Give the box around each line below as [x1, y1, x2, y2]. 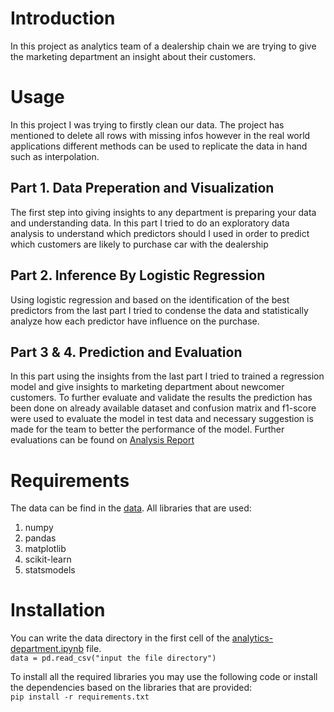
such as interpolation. [10, 150, 100, 162]
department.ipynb [10, 643, 85, 655]
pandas [24, 532, 57, 544]
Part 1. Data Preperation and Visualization [10, 180, 275, 197]
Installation [10, 599, 106, 622]
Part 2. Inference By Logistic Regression [10, 267, 266, 284]
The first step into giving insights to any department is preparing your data [10, 206, 317, 218]
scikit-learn [24, 553, 72, 566]
